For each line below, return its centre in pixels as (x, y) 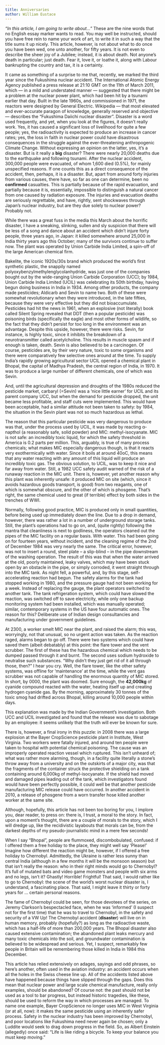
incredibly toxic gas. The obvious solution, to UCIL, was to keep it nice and (81, 463)
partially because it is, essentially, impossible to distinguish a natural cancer (82, 190)
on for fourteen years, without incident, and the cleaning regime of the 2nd (81, 541)
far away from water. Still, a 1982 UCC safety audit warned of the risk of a (80, 469)
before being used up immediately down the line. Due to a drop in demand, (81, 515)
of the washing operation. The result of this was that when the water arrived (82, 557)
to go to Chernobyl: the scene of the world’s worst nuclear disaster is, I (77, 882)
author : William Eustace (30, 14)
